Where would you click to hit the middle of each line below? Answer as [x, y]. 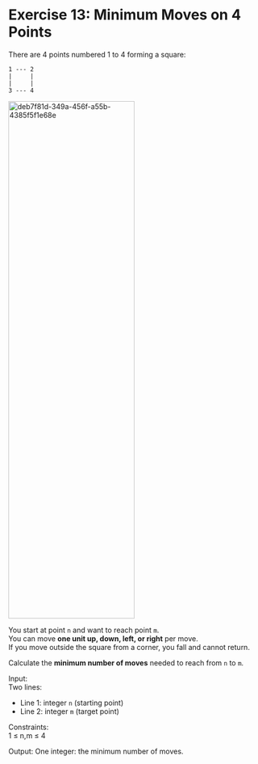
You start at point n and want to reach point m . [84, 630]
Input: [18, 678]
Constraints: [29, 727]
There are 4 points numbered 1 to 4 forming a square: [97, 54]
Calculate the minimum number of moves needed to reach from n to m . [126, 663]
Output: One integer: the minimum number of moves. [96, 751]
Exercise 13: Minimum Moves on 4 [125, 15]
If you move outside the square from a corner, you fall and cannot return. [129, 647]
